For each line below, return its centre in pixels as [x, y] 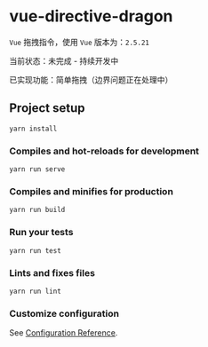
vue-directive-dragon [91, 16]
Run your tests [41, 233]
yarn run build [37, 210]
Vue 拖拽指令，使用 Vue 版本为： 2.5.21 [79, 42]
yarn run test [36, 250]
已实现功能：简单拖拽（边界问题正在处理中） [91, 79]
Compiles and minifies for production [91, 191]
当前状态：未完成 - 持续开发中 [64, 60]
